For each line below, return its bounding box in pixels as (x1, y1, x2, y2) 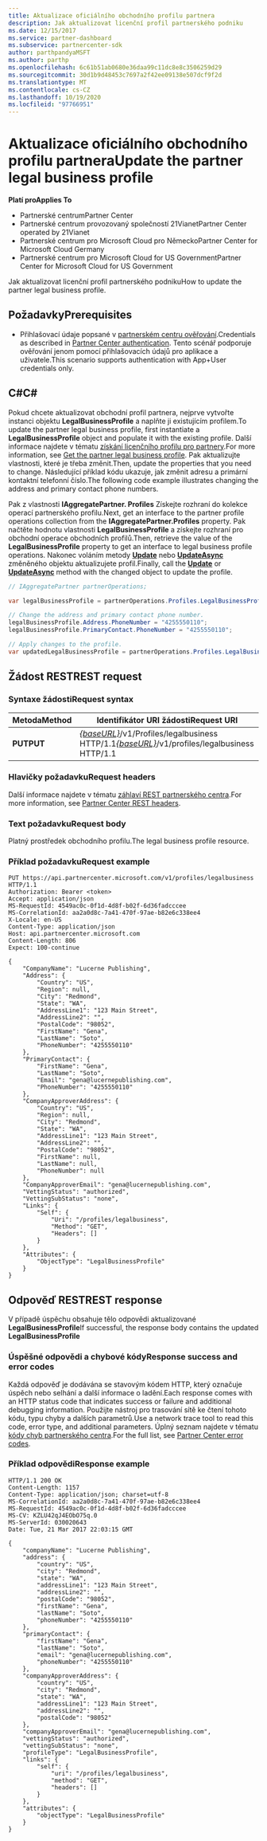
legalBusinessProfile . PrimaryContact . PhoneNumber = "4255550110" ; (8, 626, 233, 634)
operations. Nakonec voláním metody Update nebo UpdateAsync (8, 550, 224, 559)
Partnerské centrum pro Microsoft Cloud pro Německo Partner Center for (19, 236, 258, 245)
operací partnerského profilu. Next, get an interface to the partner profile (8, 508, 245, 517)
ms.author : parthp (8, 57, 69, 65)
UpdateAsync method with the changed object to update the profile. (8, 567, 233, 576)
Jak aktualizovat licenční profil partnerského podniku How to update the (8, 277, 242, 287)
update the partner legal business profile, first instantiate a (8, 424, 200, 434)
